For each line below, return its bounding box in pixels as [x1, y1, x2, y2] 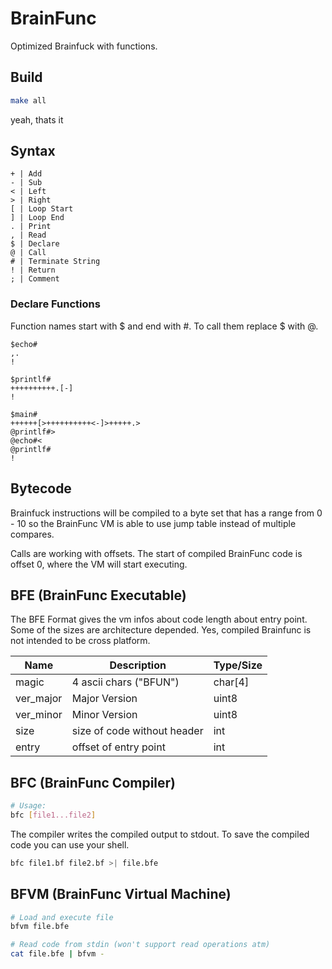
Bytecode [10, 480, 72, 497]
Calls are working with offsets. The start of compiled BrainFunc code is [10, 547, 303, 559]
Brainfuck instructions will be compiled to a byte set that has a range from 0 [10, 507, 323, 519]
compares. [10, 528, 55, 540]
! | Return [10, 265, 56, 276]
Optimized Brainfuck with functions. [10, 40, 158, 52]
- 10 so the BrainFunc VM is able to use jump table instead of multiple [10, 517, 297, 529]
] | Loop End [10, 213, 65, 223]
